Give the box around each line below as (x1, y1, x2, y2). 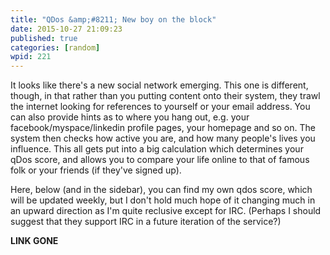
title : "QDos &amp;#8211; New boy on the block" (10, 14, 217, 25)
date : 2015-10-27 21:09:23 (10, 24, 123, 34)
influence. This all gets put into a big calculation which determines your (10, 143, 304, 155)
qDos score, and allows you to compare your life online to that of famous (10, 154, 310, 166)
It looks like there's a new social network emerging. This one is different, (10, 79, 309, 91)
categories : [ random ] (10, 42, 101, 53)
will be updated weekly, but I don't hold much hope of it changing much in (10, 194, 316, 206)
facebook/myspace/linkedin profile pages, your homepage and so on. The (10, 122, 316, 134)
